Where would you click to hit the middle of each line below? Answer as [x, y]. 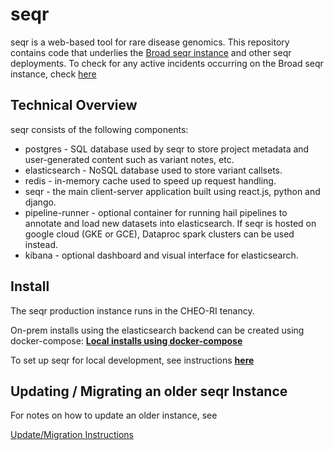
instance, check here [53, 74]
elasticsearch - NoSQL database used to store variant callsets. [153, 170]
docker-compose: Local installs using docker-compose [126, 340]
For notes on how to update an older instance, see [114, 415]
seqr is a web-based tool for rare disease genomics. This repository [150, 42]
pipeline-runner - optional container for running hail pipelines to [156, 212]
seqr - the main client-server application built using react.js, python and [172, 191]
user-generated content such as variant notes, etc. [129, 159]
